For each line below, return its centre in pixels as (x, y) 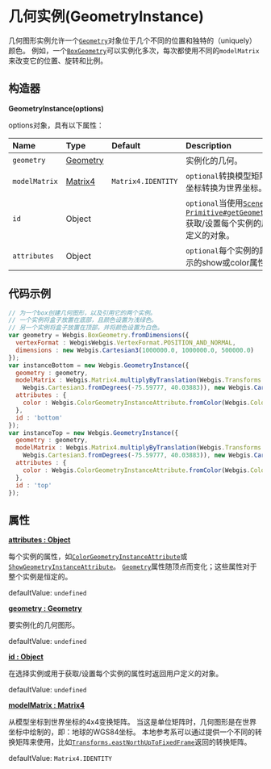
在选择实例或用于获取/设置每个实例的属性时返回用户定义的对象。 (116, 674)
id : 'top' (34, 485)
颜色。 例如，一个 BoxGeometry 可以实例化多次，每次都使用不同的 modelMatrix (134, 50)
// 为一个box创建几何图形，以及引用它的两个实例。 (82, 313)
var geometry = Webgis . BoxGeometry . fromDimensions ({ (99, 336)
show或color (225, 262)
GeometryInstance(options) (56, 108)
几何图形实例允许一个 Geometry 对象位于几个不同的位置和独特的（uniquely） (132, 40)
